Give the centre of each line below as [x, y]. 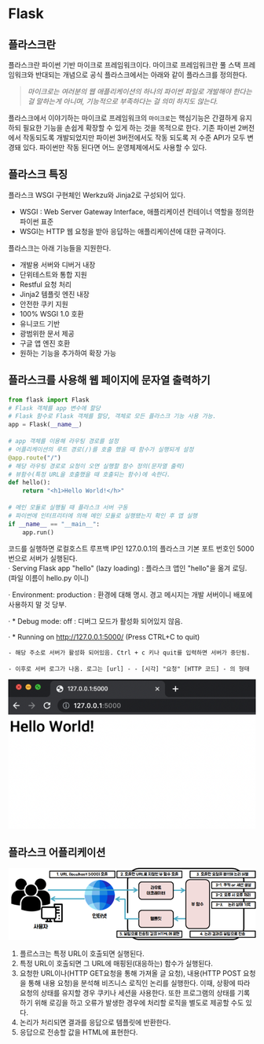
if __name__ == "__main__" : [54, 524]
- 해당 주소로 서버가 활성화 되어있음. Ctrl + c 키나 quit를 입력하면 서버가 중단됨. [129, 653]
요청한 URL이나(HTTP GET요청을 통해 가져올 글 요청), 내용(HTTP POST [130, 973]
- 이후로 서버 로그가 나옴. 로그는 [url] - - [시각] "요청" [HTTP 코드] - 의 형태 [129, 669]
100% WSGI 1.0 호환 [51, 313]
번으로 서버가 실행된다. [43, 558]
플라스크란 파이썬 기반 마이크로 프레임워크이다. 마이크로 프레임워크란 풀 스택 [125, 65]
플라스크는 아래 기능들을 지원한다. [60, 247]
